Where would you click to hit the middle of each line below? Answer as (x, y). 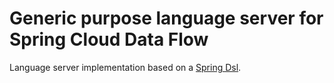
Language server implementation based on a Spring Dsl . (125, 67)
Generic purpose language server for (166, 18)
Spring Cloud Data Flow (109, 39)
